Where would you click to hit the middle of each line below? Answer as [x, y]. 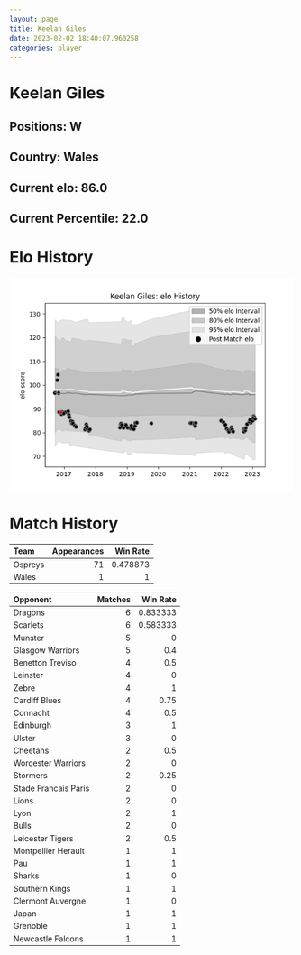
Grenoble [30, 926]
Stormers [30, 776]
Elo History [51, 257]
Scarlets [28, 625]
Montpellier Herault [49, 850]
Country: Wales [54, 157]
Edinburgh [32, 725]
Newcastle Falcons [48, 939]
